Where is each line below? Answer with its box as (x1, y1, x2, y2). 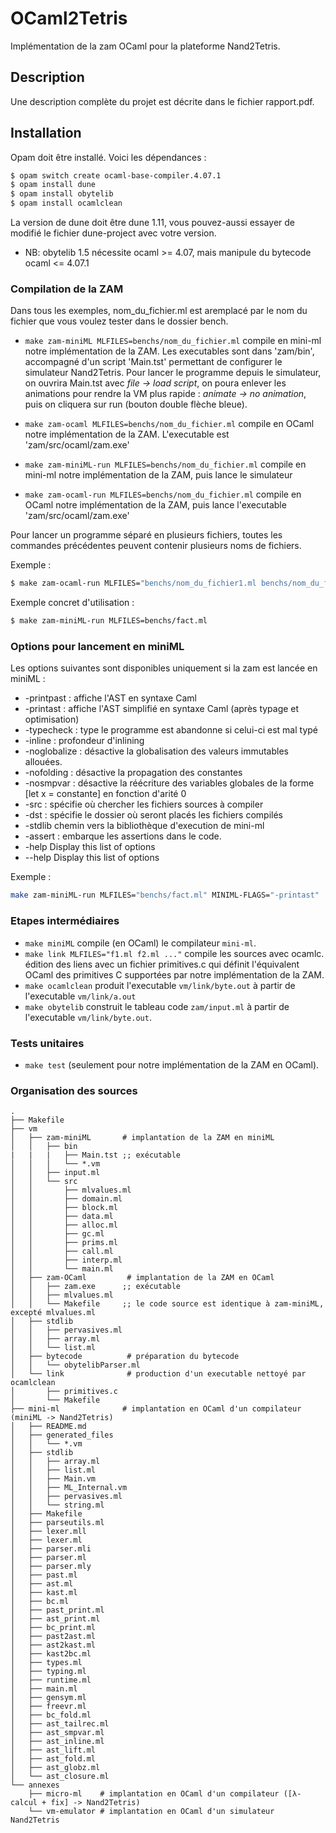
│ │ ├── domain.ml (10, 1194, 123, 1204)
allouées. (24, 756, 63, 768)
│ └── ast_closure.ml (10, 1772, 110, 1782)
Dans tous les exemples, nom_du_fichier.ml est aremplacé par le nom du (10, 305, 308, 317)
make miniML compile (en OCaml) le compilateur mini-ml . (24, 937, 257, 949)
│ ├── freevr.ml (10, 1702, 87, 1712)
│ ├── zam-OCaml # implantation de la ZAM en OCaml (10, 1273, 275, 1283)
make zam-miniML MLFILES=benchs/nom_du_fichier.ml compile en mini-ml (24, 335, 322, 347)
